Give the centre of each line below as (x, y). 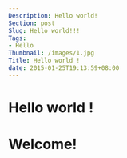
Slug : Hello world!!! (44, 30)
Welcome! (43, 144)
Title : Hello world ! (44, 61)
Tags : (17, 38)
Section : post (32, 23)
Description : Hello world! (53, 16)
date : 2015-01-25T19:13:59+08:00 (64, 68)
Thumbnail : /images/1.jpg (51, 53)
